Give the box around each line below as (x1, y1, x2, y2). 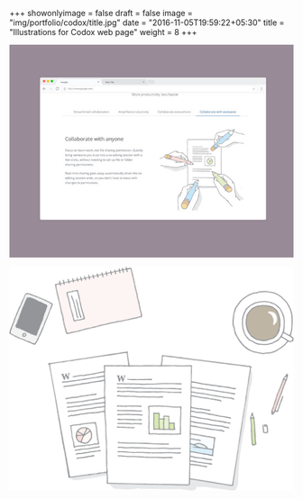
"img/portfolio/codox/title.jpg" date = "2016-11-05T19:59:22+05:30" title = (9, 17, 285, 28)
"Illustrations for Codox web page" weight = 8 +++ (9, 27, 197, 37)
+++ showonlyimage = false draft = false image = (9, 8, 194, 18)
